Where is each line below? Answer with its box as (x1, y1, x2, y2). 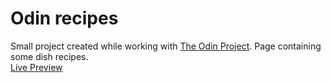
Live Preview (10, 61, 63, 73)
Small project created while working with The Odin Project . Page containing (10, 40, 322, 52)
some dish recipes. (10, 50, 89, 62)
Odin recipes (10, 7, 119, 30)
